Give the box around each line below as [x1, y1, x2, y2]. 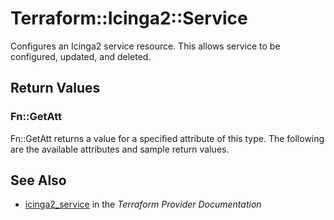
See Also [10, 172, 67, 189]
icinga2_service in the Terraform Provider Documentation [24, 198, 262, 211]
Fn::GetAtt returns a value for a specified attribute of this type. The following [10, 132, 325, 144]
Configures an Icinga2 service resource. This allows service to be [10, 40, 281, 52]
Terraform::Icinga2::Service [10, 7, 248, 30]
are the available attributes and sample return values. [10, 143, 230, 155]
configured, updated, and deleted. [10, 50, 152, 62]
